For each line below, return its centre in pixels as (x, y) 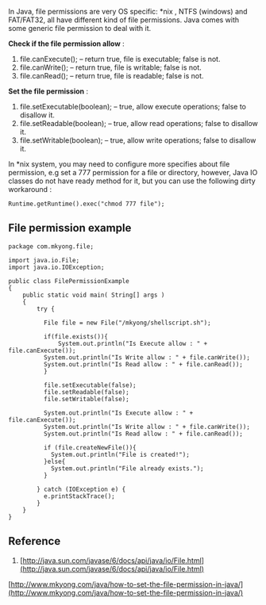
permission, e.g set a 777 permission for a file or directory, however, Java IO (133, 172)
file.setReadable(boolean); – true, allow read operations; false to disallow (139, 123)
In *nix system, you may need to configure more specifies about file (119, 164)
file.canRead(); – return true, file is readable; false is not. (112, 76)
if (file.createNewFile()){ (90, 447)
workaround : (30, 189)
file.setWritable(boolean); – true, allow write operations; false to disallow (138, 140)
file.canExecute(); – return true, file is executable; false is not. (120, 59)
